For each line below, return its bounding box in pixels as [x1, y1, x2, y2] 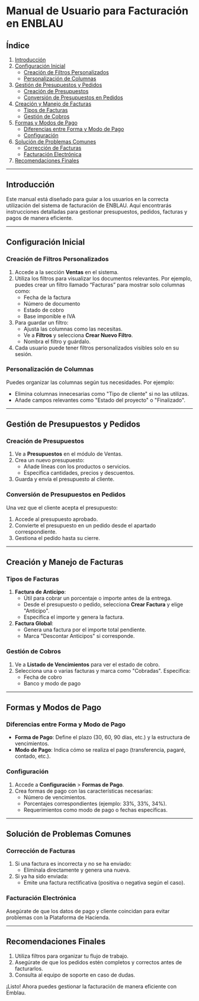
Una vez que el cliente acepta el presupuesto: [6, 504, 118, 511]
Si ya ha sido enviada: [14, 873, 69, 880]
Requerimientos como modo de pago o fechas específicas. [23, 806, 168, 813]
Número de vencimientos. [23, 793, 87, 800]
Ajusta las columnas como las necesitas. [23, 325, 123, 332]
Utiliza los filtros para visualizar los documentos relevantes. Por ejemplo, [14, 275, 192, 282]
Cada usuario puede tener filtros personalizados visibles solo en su [14, 344, 179, 351]
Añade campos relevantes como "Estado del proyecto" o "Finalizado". [14, 396, 185, 403]
